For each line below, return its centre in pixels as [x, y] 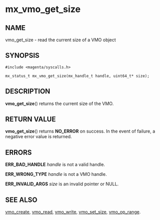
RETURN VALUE [31, 119]
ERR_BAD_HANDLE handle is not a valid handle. [55, 165]
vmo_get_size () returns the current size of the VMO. [60, 103]
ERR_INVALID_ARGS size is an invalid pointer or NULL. [62, 184]
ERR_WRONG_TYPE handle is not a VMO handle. [56, 174]
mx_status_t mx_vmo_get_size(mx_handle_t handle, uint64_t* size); [77, 76]
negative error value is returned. [38, 137]
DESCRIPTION [28, 91]
